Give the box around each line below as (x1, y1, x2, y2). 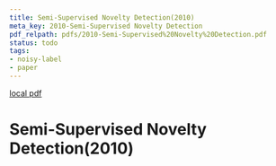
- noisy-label (9, 55, 63, 64)
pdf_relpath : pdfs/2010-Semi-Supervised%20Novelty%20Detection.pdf (9, 30, 268, 39)
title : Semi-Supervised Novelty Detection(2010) (9, 13, 195, 22)
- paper (9, 64, 39, 73)
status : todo (9, 38, 58, 48)
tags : (9, 47, 30, 56)
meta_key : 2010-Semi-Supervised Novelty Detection (9, 22, 203, 31)
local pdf (9, 87, 42, 99)
